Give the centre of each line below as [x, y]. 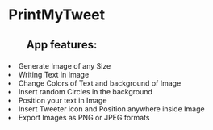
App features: [62, 45]
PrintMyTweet [57, 15]
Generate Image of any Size [65, 65]
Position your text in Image [63, 100]
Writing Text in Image [54, 74]
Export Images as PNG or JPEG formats [84, 117]
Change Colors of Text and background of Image [100, 83]
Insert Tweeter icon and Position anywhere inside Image [112, 109]
